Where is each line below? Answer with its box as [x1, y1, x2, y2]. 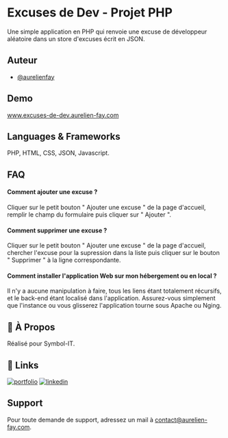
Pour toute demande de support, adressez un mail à [7, 415, 154, 424]
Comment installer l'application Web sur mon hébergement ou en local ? [7, 271, 217, 280]
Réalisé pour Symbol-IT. [7, 339, 75, 348]
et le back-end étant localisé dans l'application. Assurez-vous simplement [7, 294, 216, 302]
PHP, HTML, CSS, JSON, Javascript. [7, 149, 110, 157]
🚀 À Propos [7, 321, 55, 333]
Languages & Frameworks [7, 130, 121, 142]
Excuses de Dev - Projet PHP [7, 5, 173, 21]
